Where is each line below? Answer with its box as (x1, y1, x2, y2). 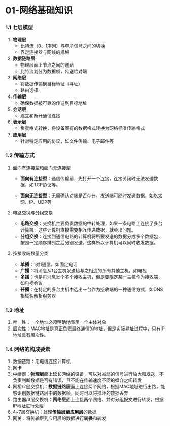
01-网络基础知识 (5, 5, 73, 16)
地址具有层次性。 (12, 332, 49, 338)
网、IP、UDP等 (20, 199, 52, 205)
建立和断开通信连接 (20, 113, 61, 119)
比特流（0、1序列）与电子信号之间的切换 (20, 43, 106, 49)
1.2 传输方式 (5, 152, 35, 159)
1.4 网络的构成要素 (5, 346, 51, 353)
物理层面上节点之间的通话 (20, 62, 74, 68)
